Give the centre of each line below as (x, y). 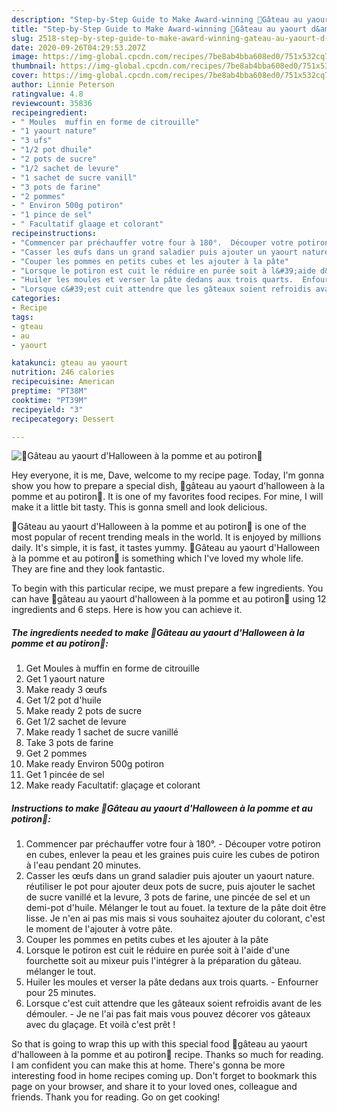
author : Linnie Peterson (63, 85)
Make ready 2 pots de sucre (84, 711)
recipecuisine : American (63, 382)
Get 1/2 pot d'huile (63, 700)
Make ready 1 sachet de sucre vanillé (102, 732)
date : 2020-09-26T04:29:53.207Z (78, 47)
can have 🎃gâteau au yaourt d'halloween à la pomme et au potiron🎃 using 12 (169, 599)
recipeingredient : (49, 112)
